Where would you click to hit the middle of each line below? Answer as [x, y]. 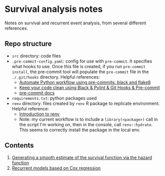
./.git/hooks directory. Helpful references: [56, 77]
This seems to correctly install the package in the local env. [80, 130]
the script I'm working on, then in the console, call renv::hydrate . [86, 124]
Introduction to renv [39, 114]
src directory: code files [36, 56]
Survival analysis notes [54, 9]
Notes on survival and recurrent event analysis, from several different [76, 23]
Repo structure [28, 44]
